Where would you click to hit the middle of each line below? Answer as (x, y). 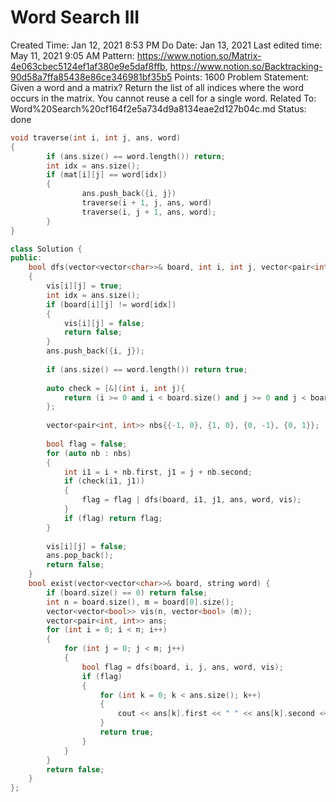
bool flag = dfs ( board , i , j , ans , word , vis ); (182, 667)
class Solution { (46, 249)
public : (26, 258)
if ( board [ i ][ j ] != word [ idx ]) (111, 304)
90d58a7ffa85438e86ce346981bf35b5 (91, 77)
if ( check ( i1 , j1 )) (104, 481)
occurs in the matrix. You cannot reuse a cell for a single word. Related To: (163, 98)
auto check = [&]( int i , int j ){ (116, 388)
